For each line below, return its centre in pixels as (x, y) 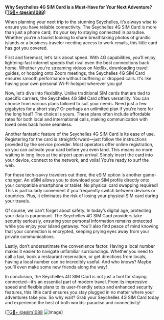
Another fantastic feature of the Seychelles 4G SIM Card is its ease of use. (80, 134)
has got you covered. (26, 48)
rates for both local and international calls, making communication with (76, 119)
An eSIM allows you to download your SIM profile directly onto (87, 180)
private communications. (30, 236)
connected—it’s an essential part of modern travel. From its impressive (76, 282)
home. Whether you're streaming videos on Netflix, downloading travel (76, 68)
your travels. (18, 201)
